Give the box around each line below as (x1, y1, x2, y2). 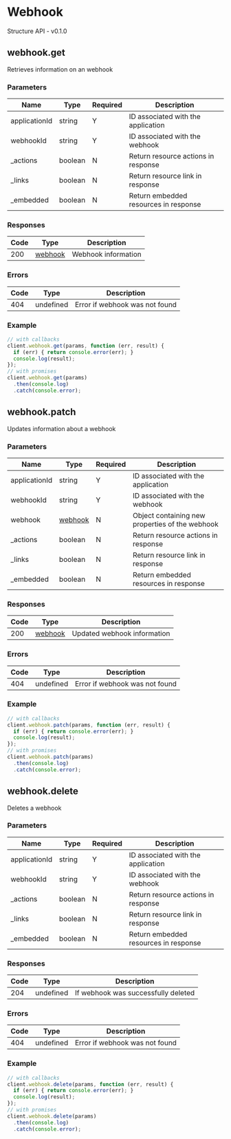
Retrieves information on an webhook (7, 65, 113, 73)
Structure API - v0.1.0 (7, 27, 67, 35)
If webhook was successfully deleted (74, 988, 195, 998)
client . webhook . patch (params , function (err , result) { (7, 721, 170, 729)
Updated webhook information (71, 629, 170, 638)
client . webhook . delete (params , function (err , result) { (7, 1080, 174, 1088)
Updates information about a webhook (7, 424, 116, 432)
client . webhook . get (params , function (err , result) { (7, 342, 165, 349)
